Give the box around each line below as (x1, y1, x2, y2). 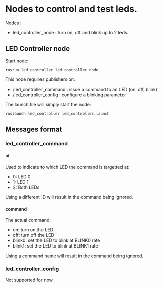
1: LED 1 (12, 179, 29, 185)
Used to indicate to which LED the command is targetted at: (5, 164, 130, 170)
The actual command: (5, 217, 51, 223)
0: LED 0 (12, 174, 31, 180)
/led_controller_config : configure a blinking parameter (12, 92, 126, 98)
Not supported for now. (5, 277, 54, 283)
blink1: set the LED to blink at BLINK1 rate (12, 243, 98, 249)
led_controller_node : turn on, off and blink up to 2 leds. (12, 29, 129, 35)
